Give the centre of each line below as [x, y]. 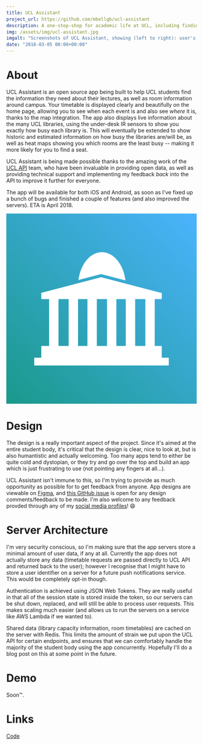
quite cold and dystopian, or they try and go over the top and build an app [98, 462]
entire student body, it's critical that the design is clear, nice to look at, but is [101, 449]
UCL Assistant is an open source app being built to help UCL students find [99, 92]
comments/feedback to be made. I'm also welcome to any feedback [91, 499]
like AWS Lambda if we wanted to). [50, 616]
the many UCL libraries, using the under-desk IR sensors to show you [93, 124]
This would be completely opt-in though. [57, 579]
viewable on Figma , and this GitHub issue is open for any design [86, 493]
